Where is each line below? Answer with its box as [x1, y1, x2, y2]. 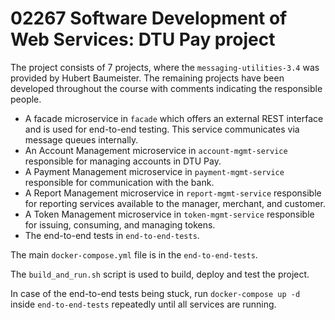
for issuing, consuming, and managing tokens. [24, 218, 216, 231]
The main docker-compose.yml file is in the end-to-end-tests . [10, 248, 258, 261]
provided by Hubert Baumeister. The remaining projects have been [10, 72, 285, 84]
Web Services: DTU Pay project [10, 28, 276, 51]
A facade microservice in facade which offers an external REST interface [24, 112, 324, 124]
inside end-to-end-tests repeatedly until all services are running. [10, 298, 277, 310]
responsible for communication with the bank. [24, 176, 215, 188]
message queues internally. [24, 133, 139, 146]
